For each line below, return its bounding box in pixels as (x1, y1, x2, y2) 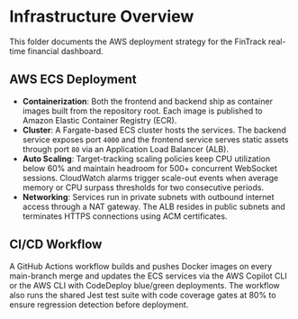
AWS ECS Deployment (9, 72, 137, 87)
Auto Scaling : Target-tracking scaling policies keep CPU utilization (22, 153, 271, 164)
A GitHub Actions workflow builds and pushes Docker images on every (9, 260, 273, 271)
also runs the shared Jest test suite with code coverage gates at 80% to (9, 289, 276, 300)
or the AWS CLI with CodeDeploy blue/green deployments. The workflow (9, 279, 281, 290)
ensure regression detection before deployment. (9, 299, 189, 310)
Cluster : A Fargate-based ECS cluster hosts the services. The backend (22, 124, 286, 135)
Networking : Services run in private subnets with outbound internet (22, 191, 275, 202)
